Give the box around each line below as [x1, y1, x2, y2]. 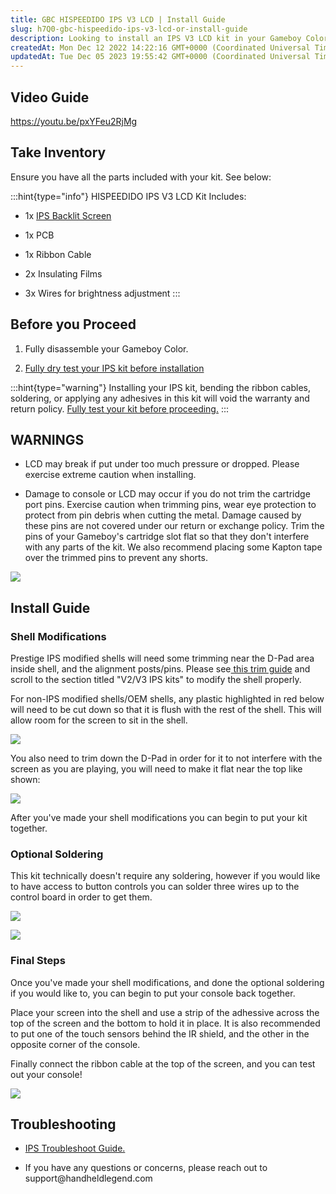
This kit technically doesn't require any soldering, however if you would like [10, 870, 321, 882]
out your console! [10, 1068, 83, 1080]
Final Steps [10, 954, 66, 968]
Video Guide [10, 89, 90, 106]
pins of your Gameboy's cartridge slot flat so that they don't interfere [24, 531, 310, 543]
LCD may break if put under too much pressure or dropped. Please [24, 458, 300, 470]
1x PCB [24, 229, 55, 241]
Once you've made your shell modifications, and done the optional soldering [10, 976, 325, 988]
